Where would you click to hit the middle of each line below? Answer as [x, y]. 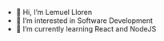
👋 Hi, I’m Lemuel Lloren [54, 12]
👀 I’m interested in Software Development [84, 20]
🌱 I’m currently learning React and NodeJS [86, 29]
